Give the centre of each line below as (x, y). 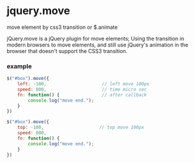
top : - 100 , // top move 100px (81, 128)
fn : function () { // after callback (82, 95)
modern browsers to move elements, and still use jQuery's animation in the (98, 45)
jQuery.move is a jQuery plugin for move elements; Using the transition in (96, 38)
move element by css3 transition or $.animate (62, 27)
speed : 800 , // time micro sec (82, 89)
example (19, 66)
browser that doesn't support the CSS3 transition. (67, 51)
